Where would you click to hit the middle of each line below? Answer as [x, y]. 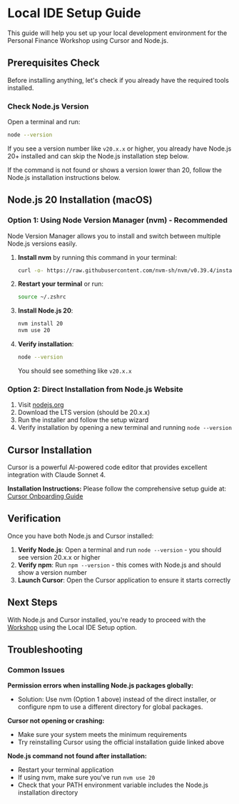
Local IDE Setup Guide [74, 13]
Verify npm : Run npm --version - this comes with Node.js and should [119, 565]
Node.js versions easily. [42, 243]
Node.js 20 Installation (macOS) [80, 200]
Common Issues [36, 670]
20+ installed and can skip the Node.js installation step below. [98, 156]
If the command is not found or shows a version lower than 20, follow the [115, 170]
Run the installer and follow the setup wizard [83, 420]
